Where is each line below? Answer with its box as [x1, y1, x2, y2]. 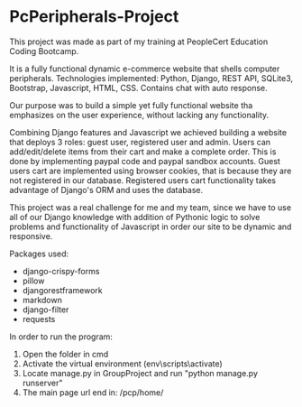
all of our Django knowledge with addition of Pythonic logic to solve [9, 211, 261, 222]
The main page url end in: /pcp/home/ [22, 386, 164, 398]
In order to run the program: [9, 331, 113, 342]
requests [22, 313, 56, 324]
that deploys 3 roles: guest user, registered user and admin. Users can [9, 136, 271, 147]
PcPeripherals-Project [9, 6, 179, 27]
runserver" [22, 377, 63, 388]
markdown [22, 294, 63, 305]
